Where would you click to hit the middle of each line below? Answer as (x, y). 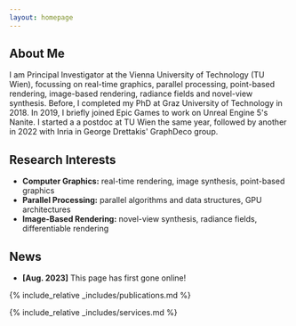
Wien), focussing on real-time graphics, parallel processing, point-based (142, 85)
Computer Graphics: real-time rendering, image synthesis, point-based (153, 181)
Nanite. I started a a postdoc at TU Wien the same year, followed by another (148, 122)
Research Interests (63, 160)
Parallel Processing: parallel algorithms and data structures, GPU (142, 200)
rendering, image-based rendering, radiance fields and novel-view (131, 94)
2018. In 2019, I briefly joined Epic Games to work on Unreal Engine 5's (139, 113)
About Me (37, 54)
